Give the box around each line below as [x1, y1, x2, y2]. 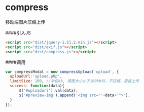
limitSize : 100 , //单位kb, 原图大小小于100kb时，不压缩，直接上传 [10, 79, 139, 84]
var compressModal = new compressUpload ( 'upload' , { [5, 69, 119, 74]
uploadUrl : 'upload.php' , [10, 74, 62, 79]
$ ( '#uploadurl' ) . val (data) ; [18, 88, 79, 93]
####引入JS [5, 29, 31, 35]
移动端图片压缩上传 [5, 19, 46, 25]
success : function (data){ [10, 83, 65, 89]
